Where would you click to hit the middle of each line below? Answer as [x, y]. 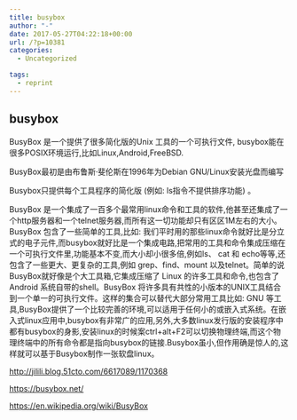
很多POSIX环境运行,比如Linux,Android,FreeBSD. [97, 153]
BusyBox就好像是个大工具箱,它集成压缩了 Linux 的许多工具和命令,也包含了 [145, 275]
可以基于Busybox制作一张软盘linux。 [92, 353]
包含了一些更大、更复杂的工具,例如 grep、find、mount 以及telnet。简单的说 [147, 265]
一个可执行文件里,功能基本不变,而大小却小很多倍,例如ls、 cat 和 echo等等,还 [148, 253]
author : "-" [31, 26]
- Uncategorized [47, 59]
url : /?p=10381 [37, 42]
